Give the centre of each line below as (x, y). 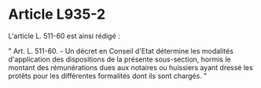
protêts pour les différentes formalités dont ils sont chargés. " (108, 76)
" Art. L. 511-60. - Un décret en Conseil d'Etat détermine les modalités (121, 51)
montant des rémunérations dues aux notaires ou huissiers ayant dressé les (130, 67)
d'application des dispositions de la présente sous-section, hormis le (119, 59)
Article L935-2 (57, 14)
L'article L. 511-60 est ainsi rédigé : (64, 36)
